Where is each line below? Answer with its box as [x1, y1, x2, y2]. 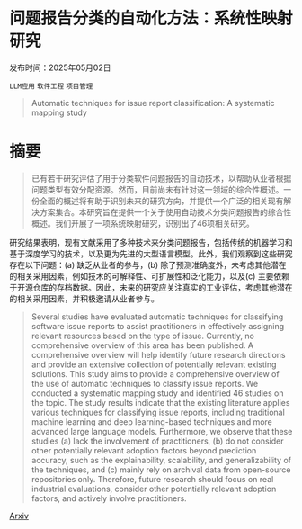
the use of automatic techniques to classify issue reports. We [31, 378, 259, 389]
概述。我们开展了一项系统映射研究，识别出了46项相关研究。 [31, 218, 254, 229]
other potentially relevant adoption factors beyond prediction [31, 444, 257, 455]
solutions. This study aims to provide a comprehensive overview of [31, 368, 280, 379]
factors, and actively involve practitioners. [31, 492, 187, 504]
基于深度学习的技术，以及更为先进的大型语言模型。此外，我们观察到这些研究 [9, 248, 293, 259]
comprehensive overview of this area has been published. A [31, 339, 254, 351]
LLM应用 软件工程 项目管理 [9, 82, 93, 91]
